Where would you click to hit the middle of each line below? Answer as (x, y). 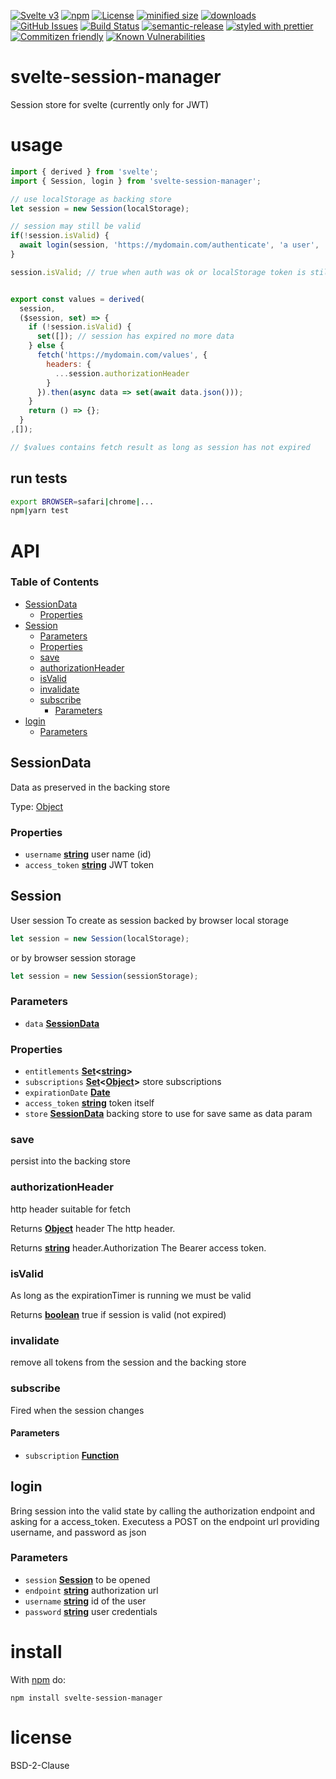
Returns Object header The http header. (93, 1228)
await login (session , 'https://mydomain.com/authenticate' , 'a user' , (169, 245)
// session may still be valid (75, 226)
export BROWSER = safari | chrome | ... (82, 501)
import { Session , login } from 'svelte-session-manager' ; (136, 181)
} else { (46, 346)
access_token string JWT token (89, 864)
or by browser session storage (73, 957)
